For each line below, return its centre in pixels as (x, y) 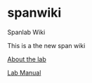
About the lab (27, 59)
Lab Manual (24, 73)
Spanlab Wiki (26, 32)
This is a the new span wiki (46, 45)
